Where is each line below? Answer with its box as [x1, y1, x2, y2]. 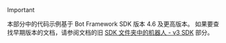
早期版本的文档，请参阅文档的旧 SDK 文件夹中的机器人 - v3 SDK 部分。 [12, 29, 214, 36]
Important [7, 6, 35, 14]
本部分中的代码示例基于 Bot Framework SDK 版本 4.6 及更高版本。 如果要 [7, 20, 214, 28]
